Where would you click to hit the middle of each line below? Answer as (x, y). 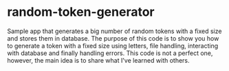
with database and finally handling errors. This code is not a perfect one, (110, 53)
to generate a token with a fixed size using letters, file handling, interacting (113, 45)
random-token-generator (81, 12)
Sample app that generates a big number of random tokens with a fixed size (115, 31)
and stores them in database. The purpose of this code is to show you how (113, 38)
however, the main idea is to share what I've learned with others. (99, 60)
